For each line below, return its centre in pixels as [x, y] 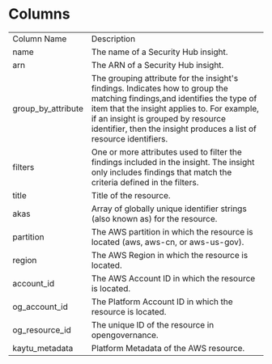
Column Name [40, 39]
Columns [39, 14]
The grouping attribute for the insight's [165, 78]
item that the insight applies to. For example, [175, 108]
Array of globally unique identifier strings [169, 209]
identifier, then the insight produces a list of [174, 129]
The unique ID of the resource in [153, 324]
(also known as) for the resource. [154, 218]
